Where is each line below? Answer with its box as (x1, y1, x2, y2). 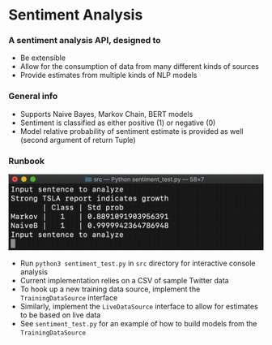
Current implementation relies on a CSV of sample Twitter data (19, 275, 229, 285)
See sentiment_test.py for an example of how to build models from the (19, 318, 257, 328)
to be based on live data (19, 310, 101, 320)
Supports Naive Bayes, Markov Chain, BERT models (19, 109, 193, 119)
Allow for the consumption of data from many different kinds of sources (19, 62, 259, 71)
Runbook (8, 155, 45, 166)
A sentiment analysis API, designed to (8, 35, 161, 46)
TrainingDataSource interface (19, 292, 118, 302)
